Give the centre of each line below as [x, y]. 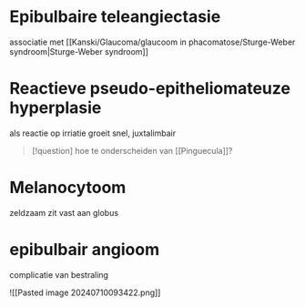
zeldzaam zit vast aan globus [64, 212]
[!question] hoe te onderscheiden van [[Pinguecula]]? [132, 150]
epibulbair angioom [85, 250]
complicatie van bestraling [59, 274]
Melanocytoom [68, 188]
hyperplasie [56, 108]
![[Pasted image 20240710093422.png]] [85, 292]
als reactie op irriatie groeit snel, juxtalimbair [93, 133]
